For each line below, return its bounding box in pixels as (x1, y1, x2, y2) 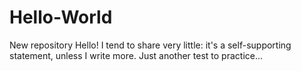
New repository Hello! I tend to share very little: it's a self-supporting (9, 39, 292, 51)
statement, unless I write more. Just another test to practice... (9, 49, 264, 61)
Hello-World (9, 6, 113, 29)
